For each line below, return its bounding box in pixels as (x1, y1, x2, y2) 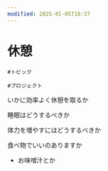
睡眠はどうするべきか (7, 111, 70, 119)
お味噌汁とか (17, 155, 55, 164)
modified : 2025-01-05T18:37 (7, 10, 91, 18)
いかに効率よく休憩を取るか (7, 95, 89, 104)
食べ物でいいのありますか (7, 140, 82, 149)
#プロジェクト (7, 82, 43, 89)
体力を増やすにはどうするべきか (7, 126, 101, 134)
